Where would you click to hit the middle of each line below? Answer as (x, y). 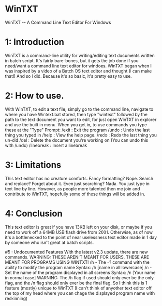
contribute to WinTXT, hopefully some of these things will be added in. (75, 194)
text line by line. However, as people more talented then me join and (73, 188)
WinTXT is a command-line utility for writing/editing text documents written (80, 55)
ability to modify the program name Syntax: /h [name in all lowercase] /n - (79, 267)
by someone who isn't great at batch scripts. (50, 242)
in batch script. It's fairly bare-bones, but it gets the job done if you (72, 60)
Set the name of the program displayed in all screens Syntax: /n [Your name (80, 272)
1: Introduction (35, 42)
